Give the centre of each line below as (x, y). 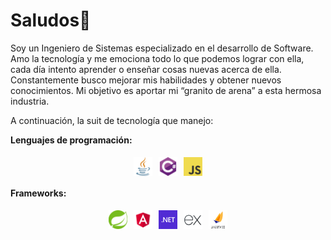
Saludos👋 (51, 20)
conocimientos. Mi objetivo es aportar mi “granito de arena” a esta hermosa (166, 90)
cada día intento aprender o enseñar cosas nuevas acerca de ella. (146, 69)
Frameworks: (38, 193)
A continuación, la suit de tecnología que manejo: (112, 120)
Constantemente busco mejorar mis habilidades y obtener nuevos (146, 80)
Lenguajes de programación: (71, 140)
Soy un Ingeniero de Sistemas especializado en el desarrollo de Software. (162, 48)
